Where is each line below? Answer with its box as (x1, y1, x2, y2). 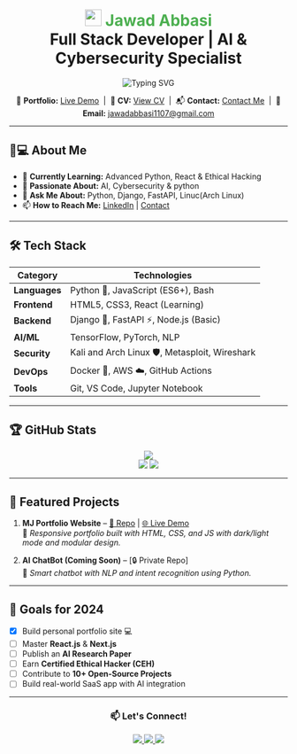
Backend (13, 315, 51, 327)
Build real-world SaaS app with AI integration (21, 679, 186, 689)
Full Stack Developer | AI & (49, 29, 247, 50)
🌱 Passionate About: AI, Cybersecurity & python (21, 180, 200, 190)
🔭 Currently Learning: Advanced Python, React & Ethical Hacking (21, 171, 263, 182)
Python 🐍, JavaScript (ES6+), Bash (70, 284, 215, 296)
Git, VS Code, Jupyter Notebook (70, 382, 203, 394)
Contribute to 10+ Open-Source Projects (21, 669, 172, 680)
